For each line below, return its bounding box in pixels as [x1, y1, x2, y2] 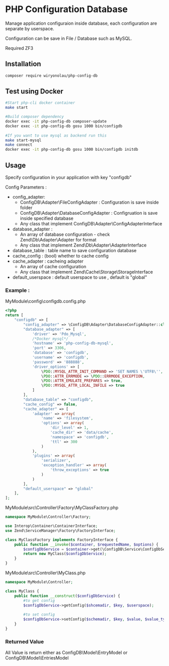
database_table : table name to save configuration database [12, 248, 137, 253]
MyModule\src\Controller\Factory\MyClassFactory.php [5, 505, 119, 511]
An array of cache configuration [20, 264, 87, 269]
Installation [5, 59, 41, 69]
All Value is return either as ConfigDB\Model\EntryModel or [5, 649, 128, 656]
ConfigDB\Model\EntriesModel [5, 655, 69, 661]
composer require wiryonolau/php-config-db [5, 73, 98, 78]
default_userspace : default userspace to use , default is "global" [12, 274, 147, 280]
